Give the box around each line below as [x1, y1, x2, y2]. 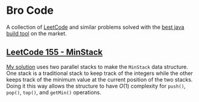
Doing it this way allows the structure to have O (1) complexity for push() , [6, 82, 186, 89]
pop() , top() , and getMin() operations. [6, 88, 101, 96]
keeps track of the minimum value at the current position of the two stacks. [6, 76, 193, 83]
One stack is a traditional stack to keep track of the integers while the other [6, 70, 193, 77]
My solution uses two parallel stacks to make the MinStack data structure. [6, 63, 188, 70]
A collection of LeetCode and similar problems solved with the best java [6, 23, 185, 31]
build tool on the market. [6, 29, 68, 37]
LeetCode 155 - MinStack [6, 47, 103, 58]
